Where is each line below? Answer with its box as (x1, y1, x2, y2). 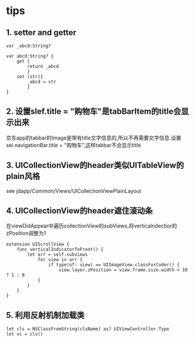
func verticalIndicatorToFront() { (16, 246, 104, 253)
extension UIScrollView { (6, 242, 69, 248)
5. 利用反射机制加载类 (6, 310, 85, 320)
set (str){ (16, 74, 43, 80)
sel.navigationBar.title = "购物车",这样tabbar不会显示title (6, 141, 141, 148)
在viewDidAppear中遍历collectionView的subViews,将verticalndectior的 (6, 222, 177, 229)
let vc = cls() (6, 331, 43, 337)
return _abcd (27, 63, 59, 69)
